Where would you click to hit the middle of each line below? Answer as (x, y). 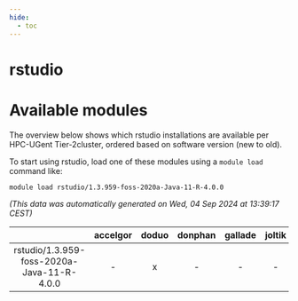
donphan (196, 234)
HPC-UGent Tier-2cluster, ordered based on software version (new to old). (145, 144)
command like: (36, 170)
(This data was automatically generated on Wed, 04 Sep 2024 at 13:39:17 (144, 203)
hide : (19, 17)
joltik (275, 234)
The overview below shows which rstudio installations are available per (139, 135)
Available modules (78, 110)
